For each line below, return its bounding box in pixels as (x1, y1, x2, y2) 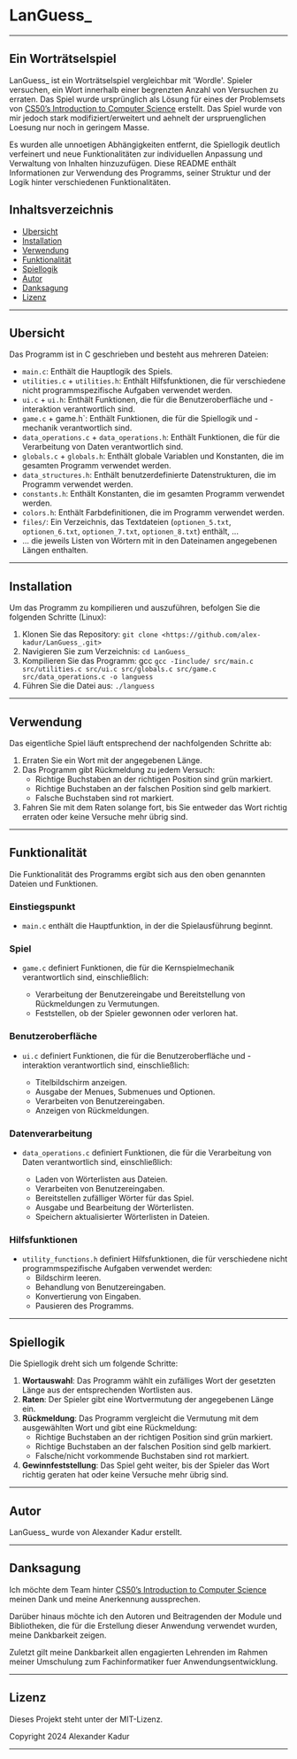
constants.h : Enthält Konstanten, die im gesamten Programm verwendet (21, 489, 285, 499)
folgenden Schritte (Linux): (9, 612, 107, 622)
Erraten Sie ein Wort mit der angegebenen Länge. (21, 755, 203, 766)
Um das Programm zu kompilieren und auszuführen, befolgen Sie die (9, 603, 261, 613)
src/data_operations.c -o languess (21, 673, 154, 682)
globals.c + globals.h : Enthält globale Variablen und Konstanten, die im (21, 451, 285, 461)
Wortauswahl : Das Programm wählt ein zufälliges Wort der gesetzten (21, 1376, 276, 1386)
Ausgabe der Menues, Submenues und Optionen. (34, 1086, 216, 1097)
